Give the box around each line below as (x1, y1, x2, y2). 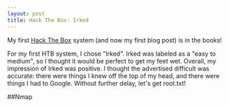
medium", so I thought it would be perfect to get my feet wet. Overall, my (7, 56, 216, 65)
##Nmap (7, 92, 33, 101)
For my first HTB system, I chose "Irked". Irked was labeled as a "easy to (7, 49, 216, 58)
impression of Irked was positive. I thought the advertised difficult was (7, 64, 209, 72)
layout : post (7, 10, 45, 17)
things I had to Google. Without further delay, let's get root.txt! (7, 79, 186, 87)
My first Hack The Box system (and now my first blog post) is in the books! (7, 36, 222, 44)
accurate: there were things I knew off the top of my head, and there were (7, 71, 220, 80)
